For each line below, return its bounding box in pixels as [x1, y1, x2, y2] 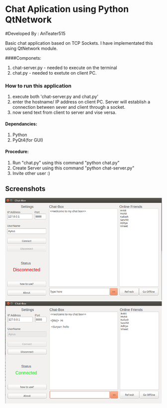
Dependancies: [5, 121, 37, 127]
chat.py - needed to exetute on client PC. [12, 70, 97, 76]
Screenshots [5, 185, 46, 193]
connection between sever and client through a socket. [12, 104, 126, 110]
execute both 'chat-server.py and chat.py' [12, 93, 98, 100]
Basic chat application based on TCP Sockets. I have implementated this [5, 40, 153, 46]
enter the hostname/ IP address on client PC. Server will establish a [12, 99, 151, 105]
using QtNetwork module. [5, 45, 58, 51]
